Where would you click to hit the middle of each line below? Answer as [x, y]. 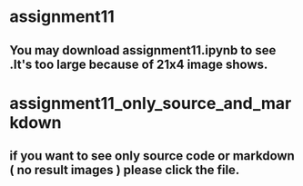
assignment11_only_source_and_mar [151, 103]
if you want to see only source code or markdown [152, 156]
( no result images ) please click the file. [125, 170]
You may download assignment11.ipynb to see [143, 50]
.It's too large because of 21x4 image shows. [139, 64]
